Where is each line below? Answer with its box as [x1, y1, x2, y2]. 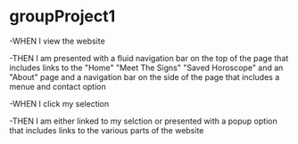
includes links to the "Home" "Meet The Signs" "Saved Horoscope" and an [9, 62, 284, 73]
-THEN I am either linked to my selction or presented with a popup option [9, 116, 278, 126]
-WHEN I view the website [9, 36, 105, 46]
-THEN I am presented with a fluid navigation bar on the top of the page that [9, 52, 289, 63]
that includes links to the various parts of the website [9, 124, 204, 135]
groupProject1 [9, 6, 116, 27]
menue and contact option [9, 81, 107, 92]
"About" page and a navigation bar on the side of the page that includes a [9, 71, 280, 82]
